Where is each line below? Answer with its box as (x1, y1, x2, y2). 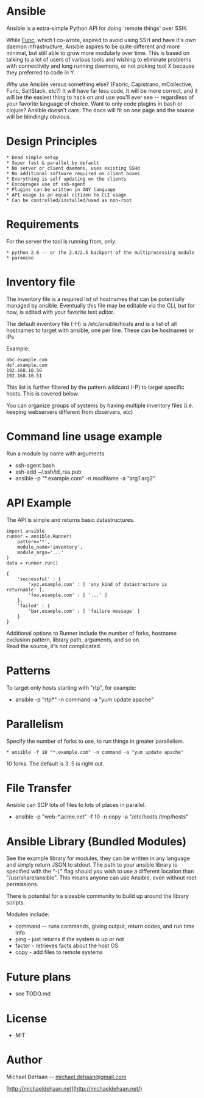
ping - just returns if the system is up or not (15, 936, 124, 943)
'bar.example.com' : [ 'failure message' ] (28, 608, 140, 614)
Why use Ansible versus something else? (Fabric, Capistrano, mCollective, (6, 81, 193, 88)
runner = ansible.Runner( (6, 533, 72, 540)
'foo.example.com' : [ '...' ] (28, 592, 108, 598)
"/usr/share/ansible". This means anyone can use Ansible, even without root (6, 874, 197, 881)
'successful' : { (17, 576, 62, 582)
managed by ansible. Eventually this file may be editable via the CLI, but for (6, 302, 195, 309)
